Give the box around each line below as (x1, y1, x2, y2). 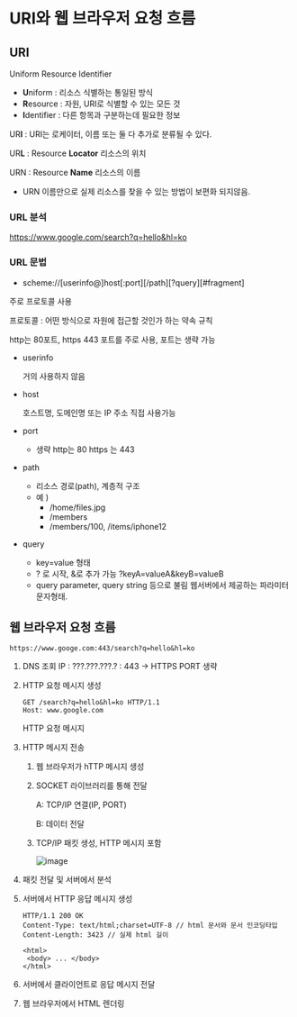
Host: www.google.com (22, 706, 103, 715)
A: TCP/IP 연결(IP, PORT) (35, 799, 128, 811)
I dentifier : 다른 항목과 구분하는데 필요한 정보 (22, 110, 181, 120)
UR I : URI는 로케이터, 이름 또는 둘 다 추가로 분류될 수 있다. (9, 129, 212, 140)
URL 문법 (9, 256, 47, 268)
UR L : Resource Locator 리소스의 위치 (9, 148, 147, 159)
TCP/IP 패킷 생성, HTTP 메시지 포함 (35, 838, 162, 849)
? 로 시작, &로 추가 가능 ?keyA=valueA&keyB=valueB (35, 568, 224, 579)
